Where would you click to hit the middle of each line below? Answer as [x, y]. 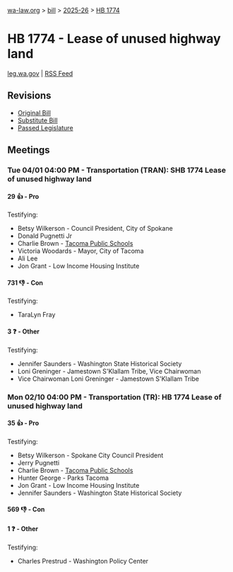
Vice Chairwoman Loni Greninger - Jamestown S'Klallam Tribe [108, 379]
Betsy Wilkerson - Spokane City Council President [90, 455]
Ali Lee [28, 258]
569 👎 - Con [26, 510]
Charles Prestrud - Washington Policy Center [83, 561]
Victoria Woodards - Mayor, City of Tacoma [80, 251]
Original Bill [34, 113]
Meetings [29, 150]
